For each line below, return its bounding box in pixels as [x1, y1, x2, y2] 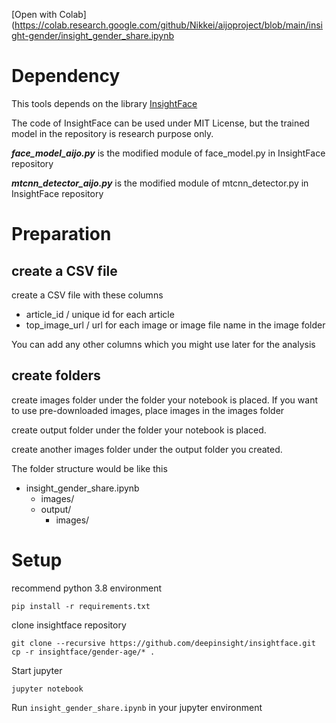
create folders [11, 367, 101, 384]
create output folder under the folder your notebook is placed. [11, 424, 267, 436]
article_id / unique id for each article [25, 308, 175, 320]
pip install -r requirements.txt [11, 601, 151, 611]
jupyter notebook [11, 684, 84, 694]
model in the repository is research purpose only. [11, 127, 214, 139]
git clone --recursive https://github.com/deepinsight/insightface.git [11, 638, 316, 648]
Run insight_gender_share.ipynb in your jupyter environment [11, 701, 263, 713]
